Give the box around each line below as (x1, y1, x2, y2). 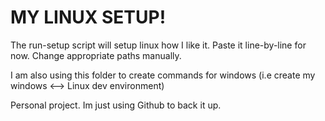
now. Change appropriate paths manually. (10, 49, 182, 61)
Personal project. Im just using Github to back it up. (10, 99, 222, 111)
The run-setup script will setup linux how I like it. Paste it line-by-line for (10, 39, 307, 51)
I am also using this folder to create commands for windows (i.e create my (10, 69, 316, 81)
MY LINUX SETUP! (10, 6, 167, 29)
